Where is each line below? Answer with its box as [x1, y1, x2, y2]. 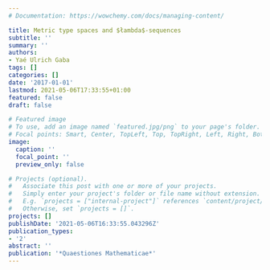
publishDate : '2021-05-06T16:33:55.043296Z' [8, 219, 160, 227]
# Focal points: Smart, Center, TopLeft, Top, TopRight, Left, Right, [8, 130, 250, 139]
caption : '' [15, 145, 56, 153]
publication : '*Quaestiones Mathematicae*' [8, 250, 157, 258]
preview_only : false [15, 160, 84, 169]
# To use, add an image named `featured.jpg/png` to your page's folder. [8, 123, 261, 131]
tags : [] [8, 63, 38, 72]
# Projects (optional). [8, 174, 88, 183]
